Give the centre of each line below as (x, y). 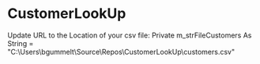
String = (21, 43)
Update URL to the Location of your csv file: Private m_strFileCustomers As (130, 35)
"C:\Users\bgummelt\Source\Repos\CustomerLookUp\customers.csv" (121, 52)
